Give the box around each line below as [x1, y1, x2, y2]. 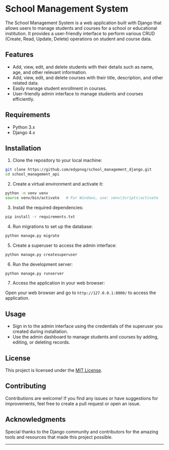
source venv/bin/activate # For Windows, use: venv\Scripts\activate [5, 195, 158, 200]
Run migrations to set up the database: [12, 223, 93, 230]
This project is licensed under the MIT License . [5, 367, 103, 373]
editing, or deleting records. [12, 339, 70, 346]
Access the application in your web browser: [12, 280, 105, 286]
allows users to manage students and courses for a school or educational [5, 25, 157, 31]
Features [5, 50, 34, 59]
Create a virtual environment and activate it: [12, 181, 104, 187]
